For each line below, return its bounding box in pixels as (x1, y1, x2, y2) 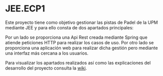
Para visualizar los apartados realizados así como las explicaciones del (5, 60, 151, 66)
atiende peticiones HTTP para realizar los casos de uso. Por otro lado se (5, 39, 154, 45)
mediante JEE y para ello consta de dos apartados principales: (5, 24, 134, 30)
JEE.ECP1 (5, 3, 45, 14)
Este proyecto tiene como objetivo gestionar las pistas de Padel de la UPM (5, 19, 158, 25)
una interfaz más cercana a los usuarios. (5, 50, 89, 56)
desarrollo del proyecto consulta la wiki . (5, 65, 87, 71)
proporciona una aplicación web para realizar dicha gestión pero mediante (5, 45, 158, 51)
